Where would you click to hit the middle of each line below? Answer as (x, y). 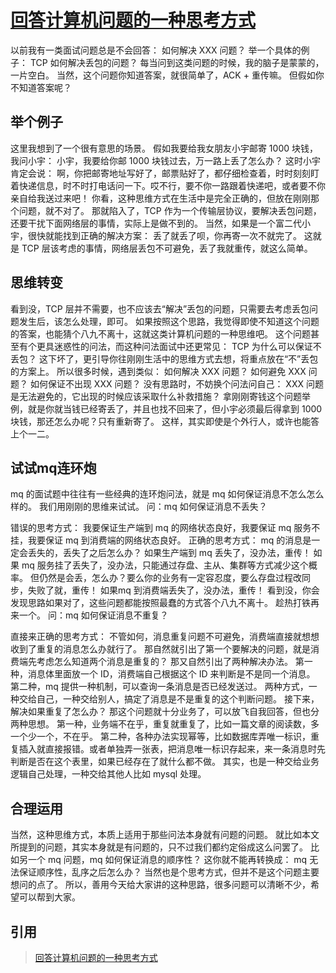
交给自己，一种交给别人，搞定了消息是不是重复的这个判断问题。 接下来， (169, 699)
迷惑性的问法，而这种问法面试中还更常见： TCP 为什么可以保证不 (187, 346)
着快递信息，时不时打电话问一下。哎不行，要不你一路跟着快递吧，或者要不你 (168, 185)
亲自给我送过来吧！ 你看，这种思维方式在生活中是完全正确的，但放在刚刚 (160, 198)
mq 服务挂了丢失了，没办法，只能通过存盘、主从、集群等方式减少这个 (165, 565)
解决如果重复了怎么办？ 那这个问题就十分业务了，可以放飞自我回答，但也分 (165, 712)
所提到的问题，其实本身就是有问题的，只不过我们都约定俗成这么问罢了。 (159, 847)
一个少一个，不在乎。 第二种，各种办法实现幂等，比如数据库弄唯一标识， (160, 737)
